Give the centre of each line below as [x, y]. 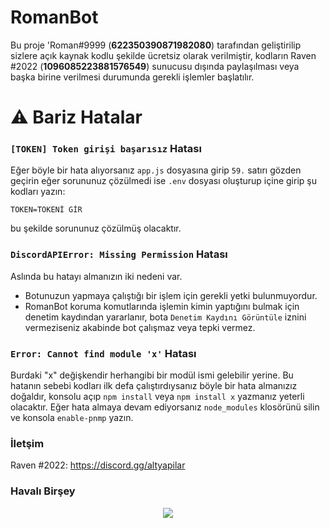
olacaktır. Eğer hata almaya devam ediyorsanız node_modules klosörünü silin [165, 407]
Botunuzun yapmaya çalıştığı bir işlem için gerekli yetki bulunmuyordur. [171, 295]
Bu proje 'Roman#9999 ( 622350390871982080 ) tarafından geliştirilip [156, 45]
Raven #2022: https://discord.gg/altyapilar [98, 465]
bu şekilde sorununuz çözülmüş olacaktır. [96, 228]
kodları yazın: [38, 192]
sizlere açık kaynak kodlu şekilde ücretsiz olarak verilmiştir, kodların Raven [163, 55]
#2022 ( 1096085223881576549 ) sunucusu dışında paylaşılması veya [155, 66]
